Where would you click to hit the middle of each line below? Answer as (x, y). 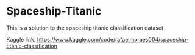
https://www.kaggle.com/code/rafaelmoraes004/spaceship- (113, 39)
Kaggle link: (21, 39)
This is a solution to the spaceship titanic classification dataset (85, 28)
